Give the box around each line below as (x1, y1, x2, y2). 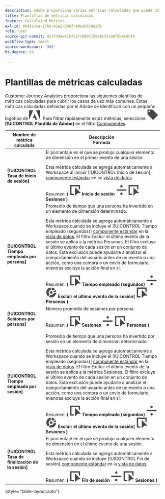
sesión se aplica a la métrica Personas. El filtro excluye (46, 239, 156, 245)
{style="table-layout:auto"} (5, 488, 60, 494)
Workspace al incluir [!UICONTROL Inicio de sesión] (46, 169, 151, 175)
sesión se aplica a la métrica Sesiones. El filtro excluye (46, 369, 156, 375)
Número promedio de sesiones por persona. (46, 306, 135, 311)
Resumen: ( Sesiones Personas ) (46, 322, 150, 328)
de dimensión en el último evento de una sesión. (46, 441, 143, 447)
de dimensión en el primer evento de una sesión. (46, 154, 144, 160)
